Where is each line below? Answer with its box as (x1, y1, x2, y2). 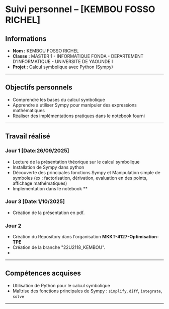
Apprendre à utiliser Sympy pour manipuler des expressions (12, 102, 137, 108)
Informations (5, 34, 47, 43)
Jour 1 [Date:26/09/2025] (5, 147, 69, 154)
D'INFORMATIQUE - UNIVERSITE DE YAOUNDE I (12, 59, 113, 64)
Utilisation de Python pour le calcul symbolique (12, 282, 111, 288)
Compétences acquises (5, 269, 81, 278)
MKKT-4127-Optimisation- (102, 234, 159, 240)
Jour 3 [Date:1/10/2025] (5, 198, 65, 205)
